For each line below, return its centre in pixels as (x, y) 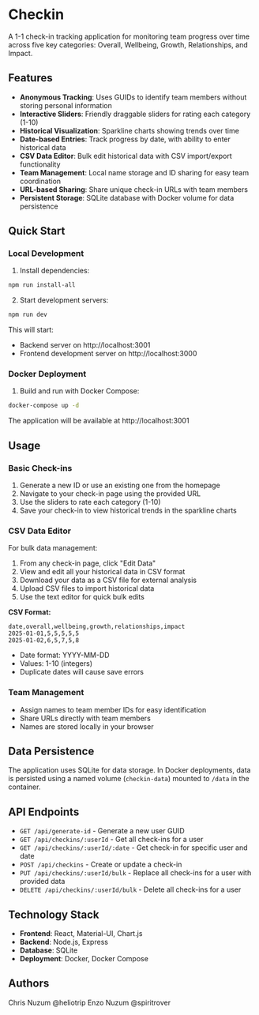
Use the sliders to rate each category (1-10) (90, 502)
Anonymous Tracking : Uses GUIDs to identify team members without (133, 97)
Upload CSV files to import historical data (87, 588)
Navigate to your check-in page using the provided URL (110, 494)
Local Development (46, 254)
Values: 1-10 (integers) (56, 664)
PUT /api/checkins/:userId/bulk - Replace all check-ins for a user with (135, 873)
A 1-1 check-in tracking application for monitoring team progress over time (129, 36)
